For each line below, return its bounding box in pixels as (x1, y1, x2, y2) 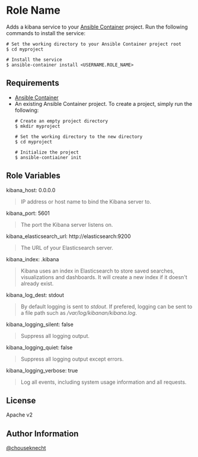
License (6, 395, 36, 405)
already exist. (20, 280, 54, 287)
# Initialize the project (14, 149, 79, 155)
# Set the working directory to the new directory (14, 133, 143, 140)
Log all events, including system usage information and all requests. (20, 378, 187, 386)
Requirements (6, 78, 59, 88)
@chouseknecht (6, 445, 46, 452)
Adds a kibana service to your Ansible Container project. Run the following (6, 23, 188, 30)
